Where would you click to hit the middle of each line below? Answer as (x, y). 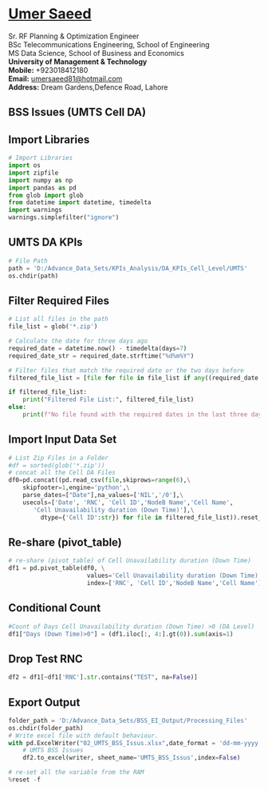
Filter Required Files (59, 301)
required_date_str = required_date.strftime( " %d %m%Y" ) (101, 356)
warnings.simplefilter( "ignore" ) (64, 218)
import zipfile (33, 173)
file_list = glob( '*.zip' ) (53, 327)
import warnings (35, 210)
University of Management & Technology (78, 62)
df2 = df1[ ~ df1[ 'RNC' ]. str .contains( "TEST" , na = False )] (103, 677)
